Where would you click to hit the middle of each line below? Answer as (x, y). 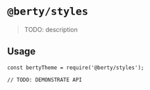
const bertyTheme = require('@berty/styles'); (76, 68)
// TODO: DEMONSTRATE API (44, 80)
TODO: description (51, 29)
